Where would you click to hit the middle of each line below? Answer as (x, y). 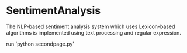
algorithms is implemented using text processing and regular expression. (93, 32)
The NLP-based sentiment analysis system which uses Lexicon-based (91, 26)
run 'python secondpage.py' (40, 44)
